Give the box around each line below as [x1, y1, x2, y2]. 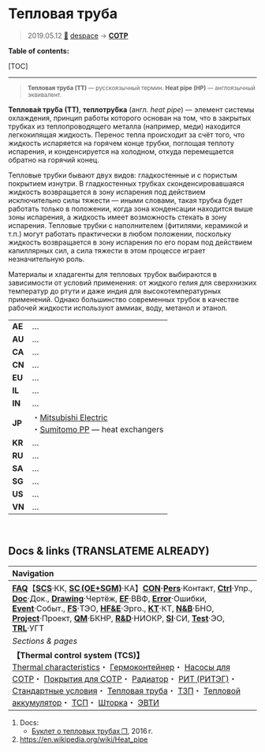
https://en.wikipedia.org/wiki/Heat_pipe [19, 735, 148, 744]
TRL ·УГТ [12, 623, 45, 634]
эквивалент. [27, 91, 62, 99]
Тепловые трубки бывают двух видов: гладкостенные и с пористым [8, 170, 238, 180]
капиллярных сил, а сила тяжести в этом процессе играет [8, 245, 206, 255]
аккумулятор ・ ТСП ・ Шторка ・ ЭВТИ [12, 697, 160, 708]
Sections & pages [12, 635, 77, 646]
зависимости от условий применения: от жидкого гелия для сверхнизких [8, 278, 257, 287]
